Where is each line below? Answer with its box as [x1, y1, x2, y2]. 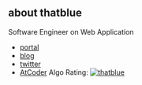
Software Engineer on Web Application [8, 27, 134, 36]
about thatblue [8, 6, 83, 20]
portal [19, 42, 39, 52]
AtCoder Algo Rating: [19, 67, 88, 77]
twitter [19, 59, 41, 68]
